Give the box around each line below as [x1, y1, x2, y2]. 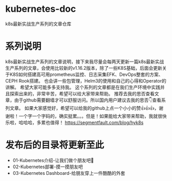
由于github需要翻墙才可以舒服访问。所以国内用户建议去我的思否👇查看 [14, 97, 161, 103]
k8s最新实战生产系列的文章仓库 [5, 21, 72, 27]
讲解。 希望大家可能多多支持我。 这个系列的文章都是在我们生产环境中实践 [5, 84, 160, 90]
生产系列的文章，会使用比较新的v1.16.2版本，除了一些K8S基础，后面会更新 [5, 65, 162, 71]
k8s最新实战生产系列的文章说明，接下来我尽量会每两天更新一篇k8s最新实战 [5, 58, 164, 65]
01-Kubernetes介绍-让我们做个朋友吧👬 [12, 157, 94, 163]
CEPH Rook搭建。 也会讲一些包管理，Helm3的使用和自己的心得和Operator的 [5, 77, 166, 84]
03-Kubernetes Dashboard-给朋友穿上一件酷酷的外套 [12, 170, 125, 176]
